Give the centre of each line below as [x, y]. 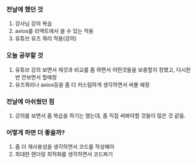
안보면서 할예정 [39, 77]
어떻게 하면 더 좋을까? [36, 133]
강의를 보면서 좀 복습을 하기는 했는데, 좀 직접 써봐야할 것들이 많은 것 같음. [100, 115]
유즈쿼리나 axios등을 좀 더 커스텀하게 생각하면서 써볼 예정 [82, 84]
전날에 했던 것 [25, 9]
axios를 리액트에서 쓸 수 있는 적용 [54, 31]
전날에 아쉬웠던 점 [31, 102]
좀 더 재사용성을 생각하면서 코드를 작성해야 [65, 147]
